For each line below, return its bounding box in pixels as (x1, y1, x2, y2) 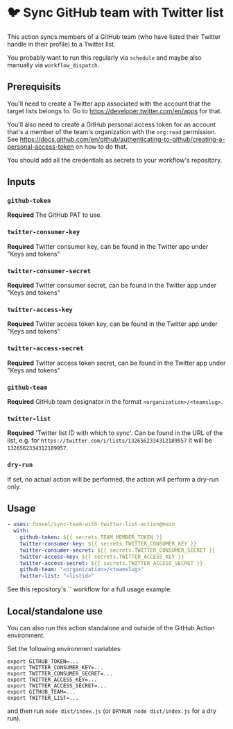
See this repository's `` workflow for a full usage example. (7, 585, 172, 593)
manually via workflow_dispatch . (7, 60, 99, 69)
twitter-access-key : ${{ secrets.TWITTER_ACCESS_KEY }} (19, 553, 185, 560)
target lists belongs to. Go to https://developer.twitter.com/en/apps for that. (7, 106, 222, 115)
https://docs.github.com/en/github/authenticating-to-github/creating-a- (19, 135, 225, 143)
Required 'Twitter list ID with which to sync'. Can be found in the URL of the (7, 429, 223, 437)
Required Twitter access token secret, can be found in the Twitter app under (7, 359, 226, 367)
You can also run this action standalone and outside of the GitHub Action (7, 624, 215, 632)
